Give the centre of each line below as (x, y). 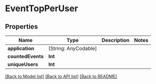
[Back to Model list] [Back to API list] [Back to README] (61, 76)
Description (115, 40)
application (21, 48)
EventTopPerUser (42, 9)
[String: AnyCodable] (72, 48)
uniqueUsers (23, 64)
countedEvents (26, 56)
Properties (22, 27)
